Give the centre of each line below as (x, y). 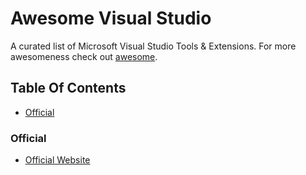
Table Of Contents (68, 88)
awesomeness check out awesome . (84, 56)
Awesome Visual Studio (111, 18)
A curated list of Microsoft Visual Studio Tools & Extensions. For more (153, 46)
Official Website (57, 160)
